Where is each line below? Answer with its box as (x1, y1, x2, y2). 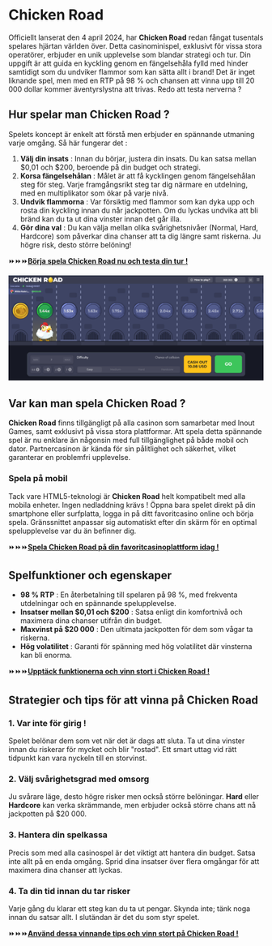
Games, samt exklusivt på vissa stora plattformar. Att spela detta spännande (8, 427, 262, 436)
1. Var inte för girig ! (8, 717, 87, 729)
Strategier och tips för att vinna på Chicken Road (8, 693, 259, 707)
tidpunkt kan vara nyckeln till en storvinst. (8, 753, 147, 763)
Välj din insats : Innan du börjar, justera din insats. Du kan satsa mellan (19, 153, 257, 163)
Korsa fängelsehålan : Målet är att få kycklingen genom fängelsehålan (19, 170, 256, 180)
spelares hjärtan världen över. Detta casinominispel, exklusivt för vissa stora (8, 41, 262, 50)
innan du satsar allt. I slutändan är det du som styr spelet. (8, 912, 200, 922)
